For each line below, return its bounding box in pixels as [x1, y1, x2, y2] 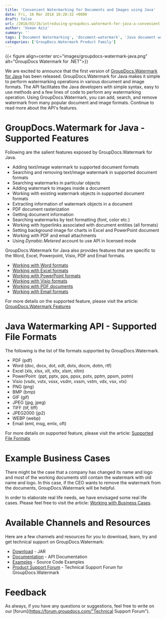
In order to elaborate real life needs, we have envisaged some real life [5, 494, 147, 501]
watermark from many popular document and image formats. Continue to [5, 100, 154, 106]
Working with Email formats [12, 288, 69, 294]
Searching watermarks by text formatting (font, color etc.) [12, 217, 130, 223]
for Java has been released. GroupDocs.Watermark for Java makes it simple [5, 73, 161, 79]
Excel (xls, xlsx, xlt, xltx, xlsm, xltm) [12, 368, 84, 374]
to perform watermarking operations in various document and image [5, 78, 145, 84]
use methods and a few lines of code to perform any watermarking [5, 89, 141, 95]
